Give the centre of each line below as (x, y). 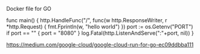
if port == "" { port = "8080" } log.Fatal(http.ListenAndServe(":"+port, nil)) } (100, 33)
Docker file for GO (29, 9)
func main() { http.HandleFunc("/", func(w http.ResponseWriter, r (87, 20)
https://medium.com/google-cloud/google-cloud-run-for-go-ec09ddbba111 (100, 45)
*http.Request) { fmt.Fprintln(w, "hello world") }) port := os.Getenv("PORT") (100, 27)
